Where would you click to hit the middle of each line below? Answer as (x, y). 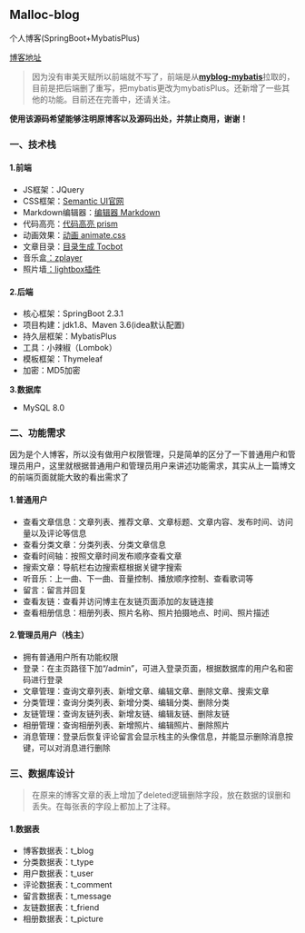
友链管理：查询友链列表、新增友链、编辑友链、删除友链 (126, 713)
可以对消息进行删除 (74, 748)
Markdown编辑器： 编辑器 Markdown (91, 212)
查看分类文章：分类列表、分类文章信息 (94, 544)
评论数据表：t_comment (67, 885)
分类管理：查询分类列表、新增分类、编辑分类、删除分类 (126, 702)
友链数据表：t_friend (61, 908)
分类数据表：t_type (58, 862)
